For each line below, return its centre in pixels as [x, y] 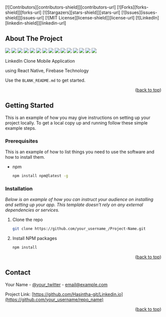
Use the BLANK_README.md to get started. [45, 80]
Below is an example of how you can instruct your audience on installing [79, 200]
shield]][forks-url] [23, 12]
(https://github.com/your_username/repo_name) [55, 299]
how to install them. [25, 157]
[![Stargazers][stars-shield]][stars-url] [81, 12]
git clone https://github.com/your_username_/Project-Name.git [79, 229]
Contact [18, 272]
